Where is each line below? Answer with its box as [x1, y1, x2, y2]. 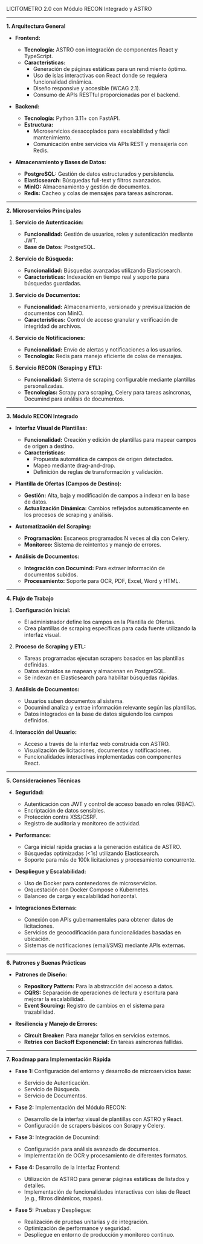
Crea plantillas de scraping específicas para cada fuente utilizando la [24, 625, 196, 632]
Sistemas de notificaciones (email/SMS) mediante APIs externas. [24, 942, 185, 949]
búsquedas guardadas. [24, 280, 82, 287]
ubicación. [24, 936, 50, 942]
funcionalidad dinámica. [33, 78, 93, 85]
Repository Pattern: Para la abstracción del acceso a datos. [24, 983, 174, 990]
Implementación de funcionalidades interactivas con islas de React [24, 1188, 191, 1196]
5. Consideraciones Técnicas [6, 777, 81, 784]
